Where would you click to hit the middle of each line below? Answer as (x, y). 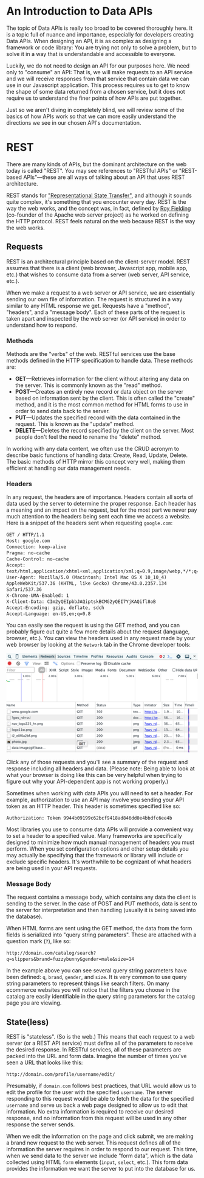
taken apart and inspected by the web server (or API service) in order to (96, 318)
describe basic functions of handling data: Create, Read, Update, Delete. (97, 455)
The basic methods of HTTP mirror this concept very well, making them (96, 461)
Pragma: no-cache (28, 553)
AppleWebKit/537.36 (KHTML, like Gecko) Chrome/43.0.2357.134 (87, 584)
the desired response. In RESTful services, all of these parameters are (94, 1050)
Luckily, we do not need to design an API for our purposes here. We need (98, 66)
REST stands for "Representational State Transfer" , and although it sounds (99, 195)
